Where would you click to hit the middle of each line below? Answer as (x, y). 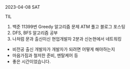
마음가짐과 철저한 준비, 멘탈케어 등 (45, 55)
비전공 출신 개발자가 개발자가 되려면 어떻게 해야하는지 (64, 49)
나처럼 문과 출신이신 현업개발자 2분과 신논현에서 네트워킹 (67, 39)
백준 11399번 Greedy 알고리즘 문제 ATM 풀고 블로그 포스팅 (69, 27)
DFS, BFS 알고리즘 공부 (35, 33)
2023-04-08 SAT (23, 7)
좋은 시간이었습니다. (31, 61)
